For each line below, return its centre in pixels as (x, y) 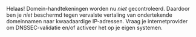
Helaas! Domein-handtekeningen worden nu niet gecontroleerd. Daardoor (98, 9)
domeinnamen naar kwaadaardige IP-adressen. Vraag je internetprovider (97, 21)
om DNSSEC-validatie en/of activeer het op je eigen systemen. (85, 27)
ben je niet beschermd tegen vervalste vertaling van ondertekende (89, 15)
